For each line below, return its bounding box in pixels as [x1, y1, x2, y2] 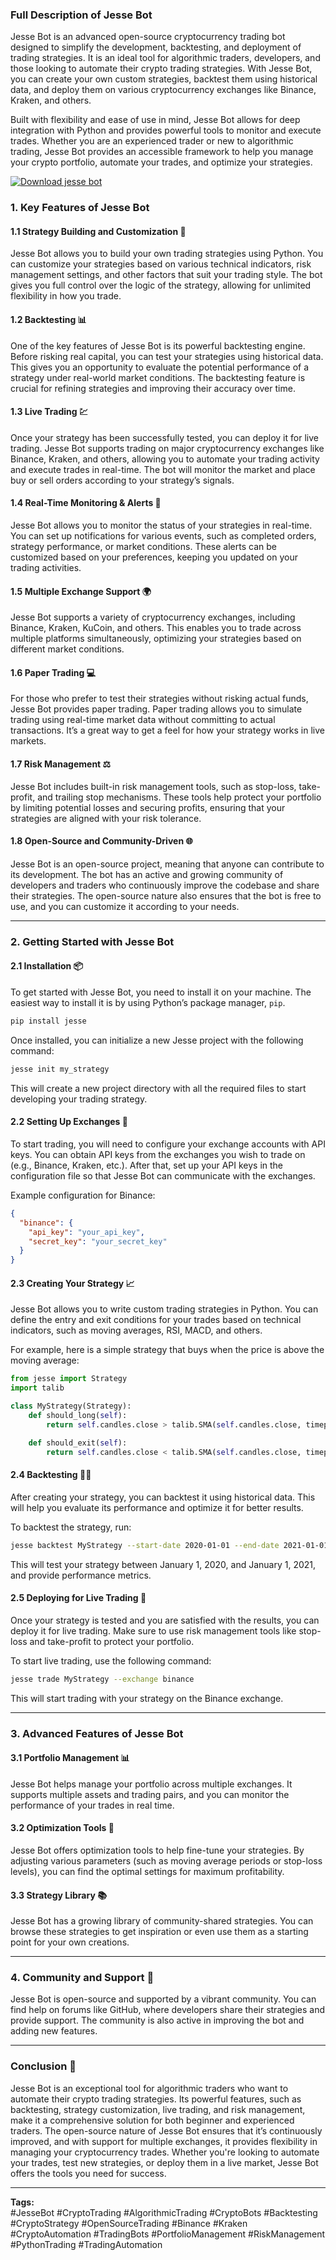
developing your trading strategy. [10, 1093, 148, 1105]
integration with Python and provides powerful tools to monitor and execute [10, 124, 322, 137]
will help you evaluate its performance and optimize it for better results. [10, 1501, 304, 1513]
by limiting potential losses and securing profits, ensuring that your [10, 801, 286, 813]
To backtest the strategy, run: [10, 1521, 132, 1533]
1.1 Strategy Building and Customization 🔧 [10, 225, 187, 237]
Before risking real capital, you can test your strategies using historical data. [10, 350, 324, 362]
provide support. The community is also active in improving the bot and [10, 2014, 305, 2027]
